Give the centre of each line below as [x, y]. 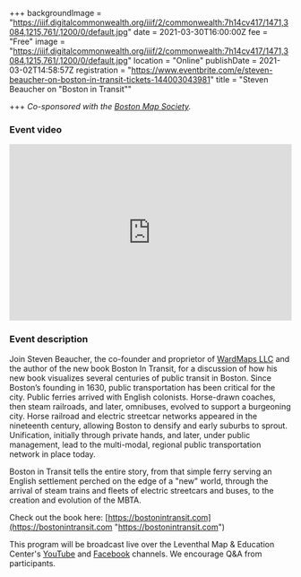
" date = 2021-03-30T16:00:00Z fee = [198, 32]
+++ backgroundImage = [56, 13]
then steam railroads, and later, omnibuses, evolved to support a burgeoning [150, 406]
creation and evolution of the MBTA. [75, 500]
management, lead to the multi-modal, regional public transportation [135, 444]
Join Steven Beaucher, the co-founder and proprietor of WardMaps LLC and [150, 358]
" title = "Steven [239, 79]
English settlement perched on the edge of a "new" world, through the [139, 481]
